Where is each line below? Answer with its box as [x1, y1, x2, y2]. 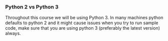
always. [5, 31, 21, 37]
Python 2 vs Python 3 [5, 3, 59, 10]
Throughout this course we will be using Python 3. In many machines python [5, 15, 163, 21]
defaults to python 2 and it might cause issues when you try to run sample [5, 20, 158, 26]
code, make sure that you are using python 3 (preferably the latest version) [5, 25, 160, 31]
